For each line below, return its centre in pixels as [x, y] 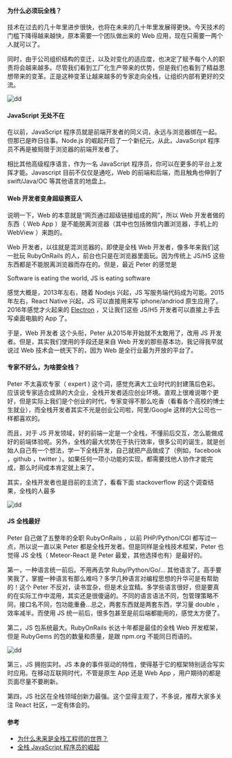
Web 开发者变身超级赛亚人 [45, 198]
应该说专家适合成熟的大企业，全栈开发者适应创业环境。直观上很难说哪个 [110, 392]
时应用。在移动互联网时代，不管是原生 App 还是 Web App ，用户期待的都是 [114, 673]
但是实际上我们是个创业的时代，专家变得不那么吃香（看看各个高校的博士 [122, 401]
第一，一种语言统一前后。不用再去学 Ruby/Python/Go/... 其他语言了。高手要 [115, 570]
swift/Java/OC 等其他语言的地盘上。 [58, 181]
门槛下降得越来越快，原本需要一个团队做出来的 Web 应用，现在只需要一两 [112, 36]
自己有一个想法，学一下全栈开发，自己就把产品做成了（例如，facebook [120, 450]
